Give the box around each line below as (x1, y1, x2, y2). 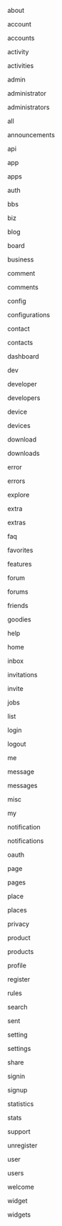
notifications (7, 837, 44, 845)
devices (7, 422, 31, 429)
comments (7, 283, 39, 291)
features (7, 560, 32, 568)
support (7, 1127, 31, 1135)
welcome (7, 1182, 34, 1191)
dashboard (7, 352, 39, 360)
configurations (7, 311, 51, 319)
